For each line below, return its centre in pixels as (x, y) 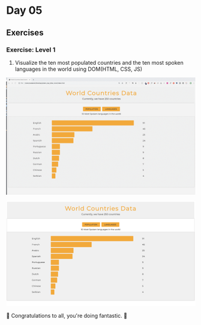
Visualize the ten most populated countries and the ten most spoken (99, 62)
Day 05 (24, 10)
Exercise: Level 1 (31, 50)
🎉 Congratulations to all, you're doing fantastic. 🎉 (67, 316)
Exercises (25, 33)
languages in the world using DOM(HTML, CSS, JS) (79, 69)
